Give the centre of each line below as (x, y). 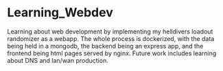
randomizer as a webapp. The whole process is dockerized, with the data (111, 38)
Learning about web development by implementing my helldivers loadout (110, 31)
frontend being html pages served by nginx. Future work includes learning (112, 53)
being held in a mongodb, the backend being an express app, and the (105, 46)
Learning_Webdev (60, 13)
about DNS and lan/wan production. (58, 60)
